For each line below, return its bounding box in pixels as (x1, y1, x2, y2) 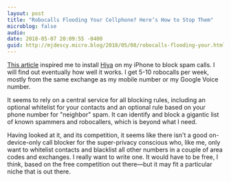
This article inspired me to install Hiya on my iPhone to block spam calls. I (7, 61, 215, 69)
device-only (7, 138, 41, 146)
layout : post (7, 10, 45, 17)
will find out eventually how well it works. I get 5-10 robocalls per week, (7, 68, 210, 76)
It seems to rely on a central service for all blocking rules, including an (7, 96, 206, 104)
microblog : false (7, 23, 57, 29)
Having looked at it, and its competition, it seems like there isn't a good (7, 131, 208, 139)
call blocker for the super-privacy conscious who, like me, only (42, 138, 221, 146)
